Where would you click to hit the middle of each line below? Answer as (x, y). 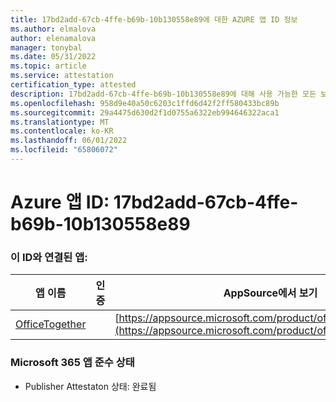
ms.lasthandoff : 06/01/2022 (69, 141)
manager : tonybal (46, 47)
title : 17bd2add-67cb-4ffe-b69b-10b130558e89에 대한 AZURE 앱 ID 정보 (154, 19)
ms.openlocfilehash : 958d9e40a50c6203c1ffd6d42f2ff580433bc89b (145, 103)
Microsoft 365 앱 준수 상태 (72, 363)
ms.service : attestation (62, 76)
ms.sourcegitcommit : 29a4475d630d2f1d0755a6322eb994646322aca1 (145, 112)
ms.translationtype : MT (60, 122)
